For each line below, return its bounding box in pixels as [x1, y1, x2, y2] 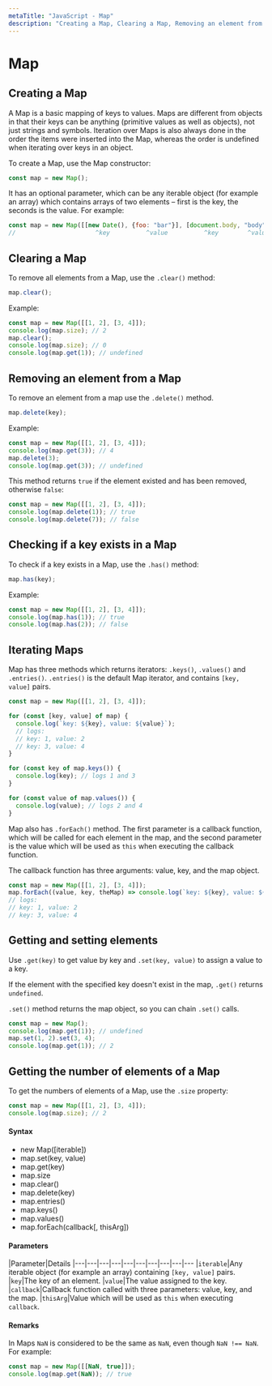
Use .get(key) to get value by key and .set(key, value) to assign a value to [8, 955, 263, 965]
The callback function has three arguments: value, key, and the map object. [8, 865, 260, 875]
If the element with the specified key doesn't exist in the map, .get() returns [8, 979, 263, 989]
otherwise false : [8, 485, 64, 494]
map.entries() [19, 1196, 66, 1206]
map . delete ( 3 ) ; [8, 454, 60, 462]
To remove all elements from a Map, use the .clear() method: [8, 272, 216, 282]
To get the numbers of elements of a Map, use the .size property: [8, 1086, 229, 1095]
